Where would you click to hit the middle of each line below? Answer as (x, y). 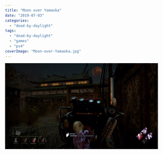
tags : (10, 31)
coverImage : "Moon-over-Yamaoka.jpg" (43, 51)
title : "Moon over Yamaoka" (33, 10)
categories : (17, 20)
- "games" (19, 41)
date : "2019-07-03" (25, 15)
